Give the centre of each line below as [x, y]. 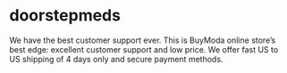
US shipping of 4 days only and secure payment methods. [116, 59]
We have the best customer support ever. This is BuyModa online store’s [143, 40]
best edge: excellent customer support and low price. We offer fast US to [144, 49]
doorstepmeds [65, 16]
